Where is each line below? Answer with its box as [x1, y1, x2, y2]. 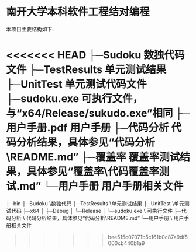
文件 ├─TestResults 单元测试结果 [6, 63, 167, 76]
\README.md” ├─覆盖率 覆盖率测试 [6, 150, 180, 164]
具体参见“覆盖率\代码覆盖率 [26, 165, 159, 178]
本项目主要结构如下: [6, 26, 54, 33]
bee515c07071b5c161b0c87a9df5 [108, 233, 188, 240]
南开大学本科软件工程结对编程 [6, 5, 150, 19]
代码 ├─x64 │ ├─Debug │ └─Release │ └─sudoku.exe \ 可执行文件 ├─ [11, 207, 181, 214]
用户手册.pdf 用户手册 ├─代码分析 [6, 121, 169, 135]
